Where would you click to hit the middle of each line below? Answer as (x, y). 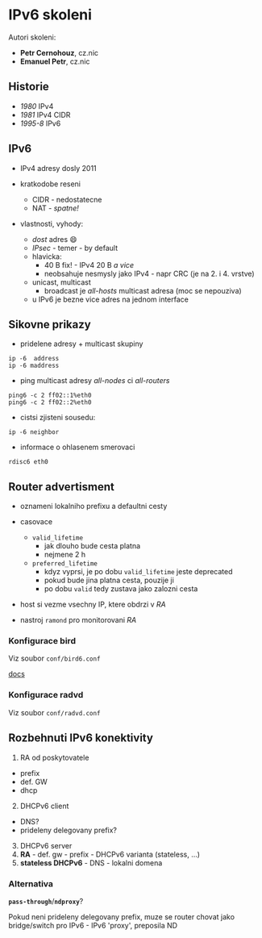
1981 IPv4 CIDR (45, 115)
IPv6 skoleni (50, 15)
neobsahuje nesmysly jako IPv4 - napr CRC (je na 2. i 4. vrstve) (150, 273)
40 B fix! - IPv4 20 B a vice (89, 265)
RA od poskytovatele (54, 757)
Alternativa (31, 883)
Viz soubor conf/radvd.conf (54, 712)
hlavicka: (47, 256)
